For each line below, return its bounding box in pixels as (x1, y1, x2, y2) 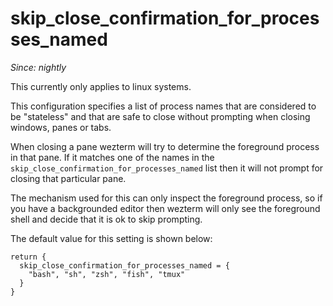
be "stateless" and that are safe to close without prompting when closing (10, 110, 311, 122)
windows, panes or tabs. (10, 121, 112, 133)
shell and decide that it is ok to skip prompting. (10, 213, 203, 225)
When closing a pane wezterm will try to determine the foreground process (10, 140, 320, 152)
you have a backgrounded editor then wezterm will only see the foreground (10, 202, 321, 214)
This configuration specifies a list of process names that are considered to (10, 100, 317, 112)
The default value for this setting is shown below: (10, 232, 213, 244)
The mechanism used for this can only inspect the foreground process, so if (10, 192, 323, 204)
